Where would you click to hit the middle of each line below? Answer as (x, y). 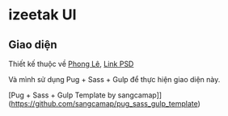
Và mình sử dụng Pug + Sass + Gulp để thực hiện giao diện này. (114, 79)
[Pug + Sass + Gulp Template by (62, 95)
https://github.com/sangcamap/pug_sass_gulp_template (104, 104)
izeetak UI (42, 15)
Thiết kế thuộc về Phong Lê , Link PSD (71, 64)
